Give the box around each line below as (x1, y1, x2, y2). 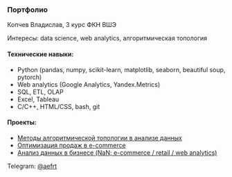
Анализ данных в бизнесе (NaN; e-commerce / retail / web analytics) (17, 148, 217, 157)
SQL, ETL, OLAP (17, 87, 64, 96)
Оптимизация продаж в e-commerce (17, 141, 126, 149)
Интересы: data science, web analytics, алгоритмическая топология (7, 34, 208, 42)
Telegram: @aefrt (7, 162, 57, 170)
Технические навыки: (7, 50, 74, 58)
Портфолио (7, 5, 48, 15)
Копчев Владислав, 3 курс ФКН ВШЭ (7, 21, 116, 29)
